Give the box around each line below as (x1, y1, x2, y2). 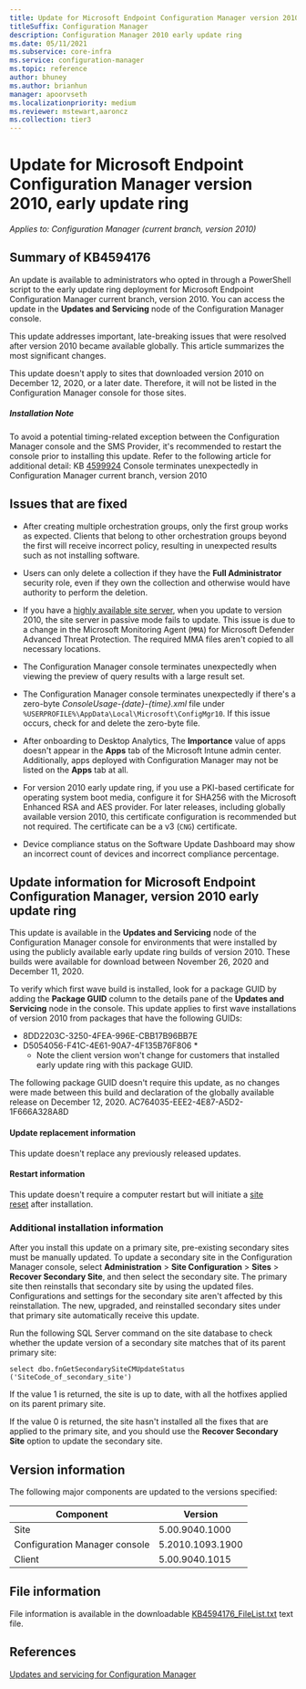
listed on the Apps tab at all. (22, 764, 129, 775)
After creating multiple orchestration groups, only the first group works (22, 520, 289, 531)
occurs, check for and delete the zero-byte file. (22, 718, 200, 729)
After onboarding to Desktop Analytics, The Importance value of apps (22, 735, 286, 746)
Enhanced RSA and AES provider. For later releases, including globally (22, 801, 286, 813)
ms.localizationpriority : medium (9, 98, 137, 108)
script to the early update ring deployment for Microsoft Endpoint (9, 284, 254, 295)
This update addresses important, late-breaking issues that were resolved (9, 330, 287, 341)
